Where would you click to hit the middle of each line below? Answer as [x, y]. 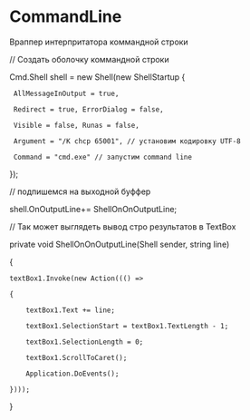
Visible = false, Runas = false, [77, 125]
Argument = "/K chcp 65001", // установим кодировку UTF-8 [127, 141]
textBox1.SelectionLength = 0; [85, 342]
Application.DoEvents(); [72, 374]
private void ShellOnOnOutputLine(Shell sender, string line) [120, 244]
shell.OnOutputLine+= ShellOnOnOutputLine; [93, 209]
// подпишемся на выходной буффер [80, 191]
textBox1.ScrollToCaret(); [77, 357]
